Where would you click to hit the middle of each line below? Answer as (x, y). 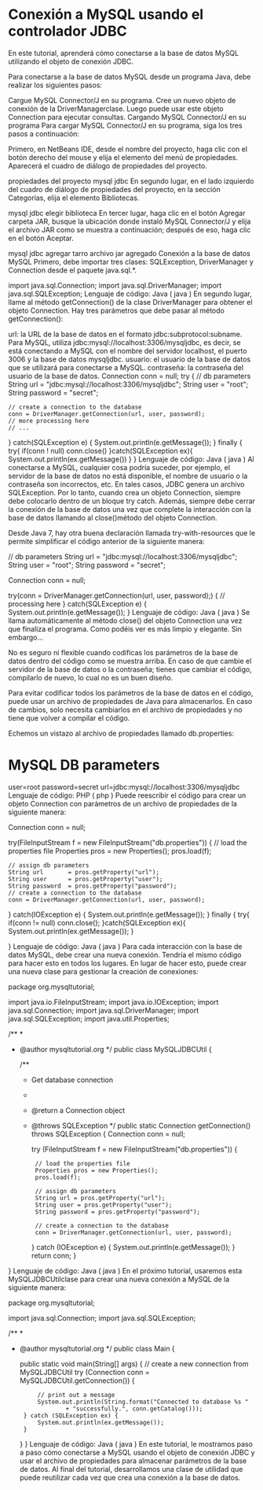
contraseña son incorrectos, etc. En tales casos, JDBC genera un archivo (126, 484)
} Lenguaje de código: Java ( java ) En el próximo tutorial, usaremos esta (125, 1270)
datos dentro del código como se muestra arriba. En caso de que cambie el (130, 661)
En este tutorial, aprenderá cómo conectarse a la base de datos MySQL (124, 53)
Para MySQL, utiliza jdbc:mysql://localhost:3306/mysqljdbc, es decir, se (124, 342)
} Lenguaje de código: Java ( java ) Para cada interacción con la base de (125, 946)
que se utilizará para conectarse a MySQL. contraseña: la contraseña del (126, 367)
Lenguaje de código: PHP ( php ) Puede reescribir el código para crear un (127, 795)
